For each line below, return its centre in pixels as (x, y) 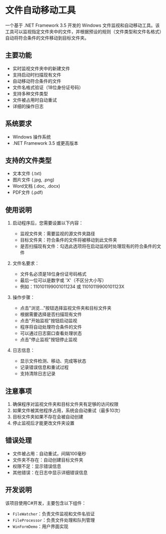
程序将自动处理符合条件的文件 (51, 327)
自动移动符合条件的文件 (37, 81)
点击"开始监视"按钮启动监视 (49, 321)
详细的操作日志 (28, 106)
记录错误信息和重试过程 (44, 367)
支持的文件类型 (28, 160)
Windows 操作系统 (32, 137)
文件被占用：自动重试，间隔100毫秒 (49, 453)
